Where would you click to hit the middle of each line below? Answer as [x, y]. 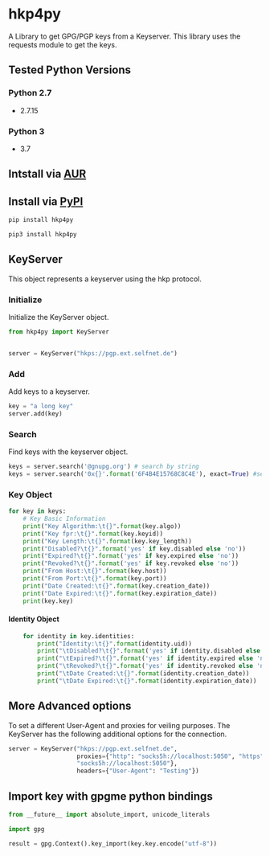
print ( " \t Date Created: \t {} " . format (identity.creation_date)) [143, 674]
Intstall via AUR [47, 174]
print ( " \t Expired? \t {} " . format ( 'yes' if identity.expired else [145, 659]
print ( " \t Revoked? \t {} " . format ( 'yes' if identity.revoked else [145, 666]
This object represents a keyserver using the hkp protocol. [105, 279]
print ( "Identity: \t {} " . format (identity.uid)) [115, 644]
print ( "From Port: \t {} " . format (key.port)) [95, 579]
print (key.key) [48, 601]
